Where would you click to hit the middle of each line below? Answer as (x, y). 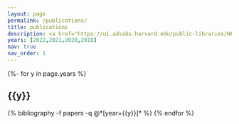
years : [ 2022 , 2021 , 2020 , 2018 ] (52, 40)
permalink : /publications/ (47, 21)
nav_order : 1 (27, 54)
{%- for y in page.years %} (47, 73)
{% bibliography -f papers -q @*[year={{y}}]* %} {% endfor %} (101, 113)
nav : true (22, 47)
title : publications (38, 27)
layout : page (27, 14)
